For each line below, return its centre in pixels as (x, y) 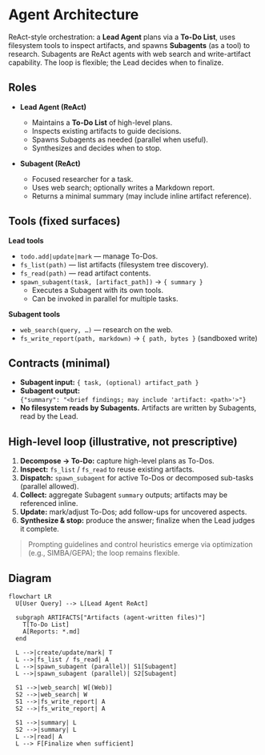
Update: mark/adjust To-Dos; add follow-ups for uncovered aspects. (133, 512)
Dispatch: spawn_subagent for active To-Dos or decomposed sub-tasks (137, 478)
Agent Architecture (74, 15)
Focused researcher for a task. (82, 179)
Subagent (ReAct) (50, 163)
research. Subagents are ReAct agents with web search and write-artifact (129, 54)
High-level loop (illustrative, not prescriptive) (123, 442)
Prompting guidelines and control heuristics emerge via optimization (141, 544)
